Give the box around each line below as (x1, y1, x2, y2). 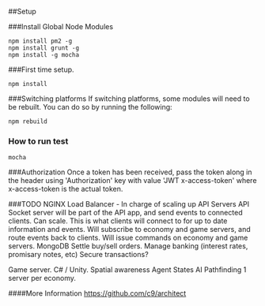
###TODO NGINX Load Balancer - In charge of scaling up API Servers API (8, 200, 250, 209)
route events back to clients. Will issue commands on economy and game (8, 233, 248, 243)
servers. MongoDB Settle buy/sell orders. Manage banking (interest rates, (8, 241, 248, 251)
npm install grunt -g (8, 44, 80, 52)
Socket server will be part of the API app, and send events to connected (8, 208, 243, 218)
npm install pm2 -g (8, 37, 73, 45)
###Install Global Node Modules (8, 22, 113, 31)
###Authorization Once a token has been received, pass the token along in (8, 167, 252, 177)
